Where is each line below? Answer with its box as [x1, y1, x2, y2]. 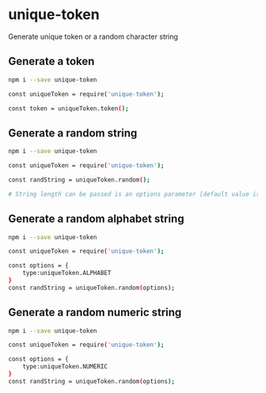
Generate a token [8, 55, 95, 68]
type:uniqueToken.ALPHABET [22, 269, 112, 277]
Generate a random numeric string [8, 306, 182, 319]
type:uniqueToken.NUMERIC [22, 363, 108, 371]
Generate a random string [8, 126, 138, 139]
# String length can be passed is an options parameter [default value [8, 190, 249, 198]
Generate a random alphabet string [8, 212, 184, 226]
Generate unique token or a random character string [8, 32, 178, 41]
